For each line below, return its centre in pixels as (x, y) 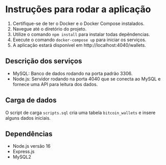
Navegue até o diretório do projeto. (50, 29)
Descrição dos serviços (44, 61)
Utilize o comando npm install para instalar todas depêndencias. (81, 34)
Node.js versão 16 (32, 146)
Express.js (23, 152)
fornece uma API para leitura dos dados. (55, 84)
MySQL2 (22, 157)
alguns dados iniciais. (28, 118)
